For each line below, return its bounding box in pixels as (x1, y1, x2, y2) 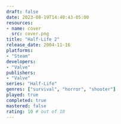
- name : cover (6, 25, 42, 32)
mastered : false (6, 103, 46, 109)
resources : (6, 20, 33, 26)
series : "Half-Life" (6, 81, 58, 87)
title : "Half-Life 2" (6, 36, 60, 42)
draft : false (6, 8, 39, 15)
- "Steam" (6, 53, 31, 59)
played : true (6, 92, 39, 98)
